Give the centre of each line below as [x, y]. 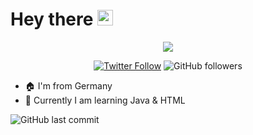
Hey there [52, 19]
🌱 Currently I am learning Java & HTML [105, 100]
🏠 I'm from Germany [68, 85]
